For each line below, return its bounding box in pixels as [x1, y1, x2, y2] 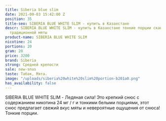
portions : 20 [5, 44, 32, 49]
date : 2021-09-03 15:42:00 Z [5, 12, 65, 17]
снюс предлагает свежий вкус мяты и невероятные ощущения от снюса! [5, 105, 161, 111]
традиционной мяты [9, 30, 48, 35]
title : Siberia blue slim [5, 7, 58, 12]
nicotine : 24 [5, 40, 32, 44]
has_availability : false [5, 81, 56, 85]
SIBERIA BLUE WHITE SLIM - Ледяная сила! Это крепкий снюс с [5, 94, 139, 100]
